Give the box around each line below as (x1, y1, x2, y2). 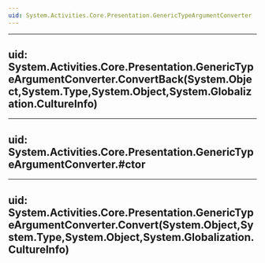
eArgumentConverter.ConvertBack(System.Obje (8, 72, 252, 87)
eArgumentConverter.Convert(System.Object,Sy (8, 218, 254, 232)
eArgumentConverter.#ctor (8, 157, 146, 171)
